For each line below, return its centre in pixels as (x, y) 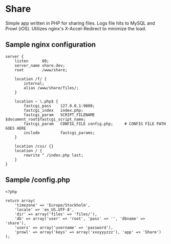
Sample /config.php (38, 180)
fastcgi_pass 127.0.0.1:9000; (59, 106)
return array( (20, 200)
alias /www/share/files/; (51, 88)
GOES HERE (16, 128)
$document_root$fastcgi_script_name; (46, 119)
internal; (34, 83)
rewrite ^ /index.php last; (54, 155)
